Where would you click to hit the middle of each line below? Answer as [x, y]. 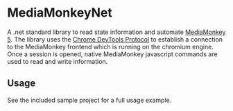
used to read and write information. [58, 61]
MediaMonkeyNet [60, 13]
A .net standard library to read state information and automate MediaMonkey [116, 32]
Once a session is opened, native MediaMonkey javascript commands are [112, 54]
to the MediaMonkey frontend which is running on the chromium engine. [110, 46]
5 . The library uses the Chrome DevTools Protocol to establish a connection [115, 39]
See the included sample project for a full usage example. [89, 100]
